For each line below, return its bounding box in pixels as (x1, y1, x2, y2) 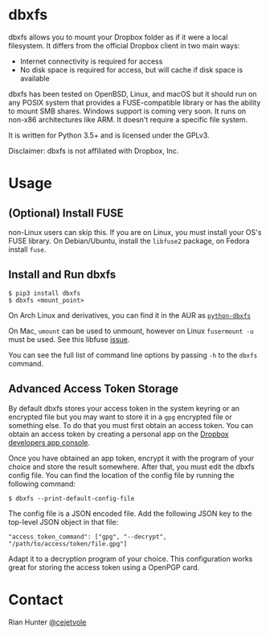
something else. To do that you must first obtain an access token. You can (8, 420, 253, 430)
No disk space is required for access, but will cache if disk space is (19, 64, 243, 74)
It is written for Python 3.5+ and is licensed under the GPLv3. (8, 130, 211, 140)
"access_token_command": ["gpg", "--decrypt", (8, 533, 167, 541)
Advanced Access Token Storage (8, 382, 179, 396)
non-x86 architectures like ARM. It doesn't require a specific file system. (8, 114, 248, 124)
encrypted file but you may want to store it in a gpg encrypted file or (8, 412, 233, 422)
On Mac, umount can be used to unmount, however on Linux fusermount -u (8, 326, 255, 336)
